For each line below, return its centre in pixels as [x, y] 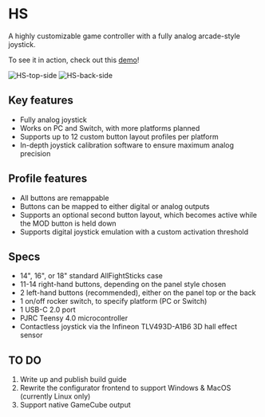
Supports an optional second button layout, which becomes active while [138, 214]
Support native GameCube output [75, 405]
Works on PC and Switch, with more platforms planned [110, 128]
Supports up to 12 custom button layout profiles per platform [119, 136]
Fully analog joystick [53, 120]
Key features [41, 100]
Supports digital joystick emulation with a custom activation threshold [134, 231]
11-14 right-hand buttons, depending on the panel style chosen [123, 285]
